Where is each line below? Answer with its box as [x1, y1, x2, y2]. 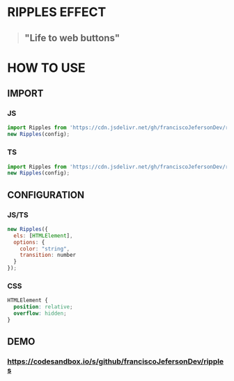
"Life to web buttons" [24, 32, 120, 44]
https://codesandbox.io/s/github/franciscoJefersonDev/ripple [7, 357, 224, 366]
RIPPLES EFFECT [7, 4, 107, 20]
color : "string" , [19, 245, 70, 252]
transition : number [19, 252, 77, 259]
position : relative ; [13, 304, 73, 311]
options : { [13, 239, 45, 246]
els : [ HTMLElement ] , [13, 232, 73, 239]
